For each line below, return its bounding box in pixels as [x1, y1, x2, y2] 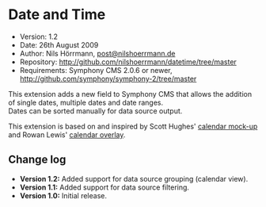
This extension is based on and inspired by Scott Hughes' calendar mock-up [8, 121, 258, 131]
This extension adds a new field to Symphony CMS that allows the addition [8, 89, 252, 98]
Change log [8, 153, 66, 167]
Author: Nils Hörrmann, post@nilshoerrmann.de [19, 48, 176, 58]
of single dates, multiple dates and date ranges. [8, 98, 164, 107]
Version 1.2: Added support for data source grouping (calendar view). [19, 174, 249, 183]
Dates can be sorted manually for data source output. [8, 105, 183, 116]
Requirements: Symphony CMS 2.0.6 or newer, [19, 65, 173, 75]
